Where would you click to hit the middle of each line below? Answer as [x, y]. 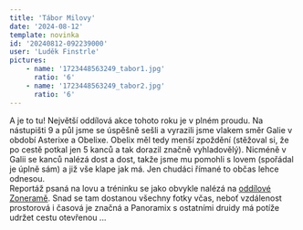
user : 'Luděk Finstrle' [55, 52]
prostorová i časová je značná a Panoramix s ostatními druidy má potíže [145, 207]
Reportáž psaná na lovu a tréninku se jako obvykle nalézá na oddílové [140, 188]
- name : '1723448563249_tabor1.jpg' [96, 69]
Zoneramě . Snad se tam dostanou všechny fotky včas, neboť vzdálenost [146, 198]
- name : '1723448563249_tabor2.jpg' [96, 86]
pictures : [28, 60]
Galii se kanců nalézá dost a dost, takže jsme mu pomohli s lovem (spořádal [151, 159]
